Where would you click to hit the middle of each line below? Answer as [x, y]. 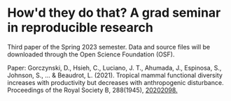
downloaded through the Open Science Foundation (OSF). [91, 54]
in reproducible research [80, 28]
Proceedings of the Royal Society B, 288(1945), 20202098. [92, 90]
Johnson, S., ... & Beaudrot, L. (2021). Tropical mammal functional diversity [115, 75]
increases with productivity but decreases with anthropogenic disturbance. [115, 82]
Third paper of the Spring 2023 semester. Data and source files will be [109, 47]
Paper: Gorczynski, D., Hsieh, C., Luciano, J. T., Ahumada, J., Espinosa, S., [114, 68]
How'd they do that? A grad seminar [114, 13]
